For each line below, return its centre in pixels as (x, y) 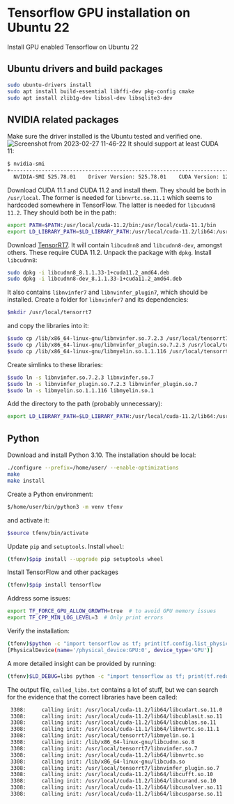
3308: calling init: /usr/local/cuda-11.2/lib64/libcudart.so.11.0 (116, 710)
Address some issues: (39, 598)
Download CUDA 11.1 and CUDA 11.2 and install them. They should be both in (117, 190)
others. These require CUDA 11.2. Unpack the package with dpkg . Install (109, 252)
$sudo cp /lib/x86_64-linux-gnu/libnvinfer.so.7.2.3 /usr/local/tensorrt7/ (119, 339)
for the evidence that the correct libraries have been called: (92, 697)
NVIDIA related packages (63, 119)
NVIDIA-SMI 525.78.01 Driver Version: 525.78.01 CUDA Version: (116, 177)
